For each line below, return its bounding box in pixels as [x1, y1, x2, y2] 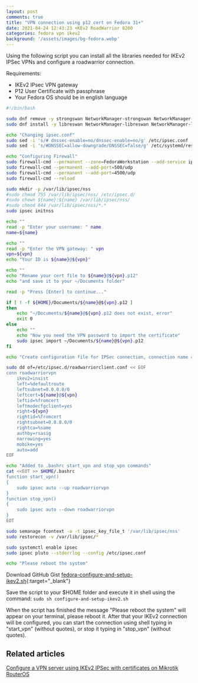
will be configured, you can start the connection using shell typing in [6, 619, 173, 626]
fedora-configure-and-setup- [61, 571, 133, 578]
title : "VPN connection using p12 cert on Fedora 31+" [6, 19, 144, 25]
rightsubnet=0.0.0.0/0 [16, 420, 72, 425]
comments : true [6, 14, 44, 20]
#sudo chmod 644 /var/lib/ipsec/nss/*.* [6, 203, 107, 209]
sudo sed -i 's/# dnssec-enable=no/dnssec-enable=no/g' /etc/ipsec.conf [6, 137, 189, 143]
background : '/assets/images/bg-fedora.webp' [6, 36, 120, 42]
